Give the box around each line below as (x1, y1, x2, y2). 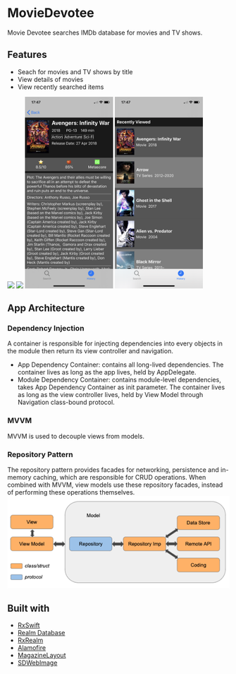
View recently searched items (17, 83, 104, 91)
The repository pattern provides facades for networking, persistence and (7, 465, 220, 474)
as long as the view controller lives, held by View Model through (17, 391, 204, 399)
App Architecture (7, 302, 85, 314)
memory (7, 473, 32, 481)
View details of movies (17, 75, 84, 83)
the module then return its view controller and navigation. (7, 347, 174, 355)
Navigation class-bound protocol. (17, 398, 115, 407)
